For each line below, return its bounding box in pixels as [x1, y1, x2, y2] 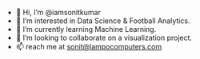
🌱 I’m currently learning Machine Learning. [15, 25, 157, 33]
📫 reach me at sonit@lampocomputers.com [15, 42, 162, 51]
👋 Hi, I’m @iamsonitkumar [15, 8, 102, 17]
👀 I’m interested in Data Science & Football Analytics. [15, 16, 190, 26]
